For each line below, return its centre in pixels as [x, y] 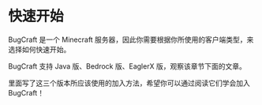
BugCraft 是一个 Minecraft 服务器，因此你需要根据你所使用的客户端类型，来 [131, 39]
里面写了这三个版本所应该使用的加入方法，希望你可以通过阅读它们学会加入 [129, 83]
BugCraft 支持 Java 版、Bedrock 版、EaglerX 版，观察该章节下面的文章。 [127, 66]
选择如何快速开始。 [39, 49]
